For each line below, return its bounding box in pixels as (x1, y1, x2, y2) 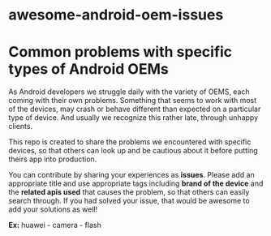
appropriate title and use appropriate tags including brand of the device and (8, 178, 264, 188)
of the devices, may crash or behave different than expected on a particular (8, 104, 261, 114)
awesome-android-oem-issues (8, 6, 224, 24)
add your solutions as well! (8, 204, 98, 214)
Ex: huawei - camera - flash (8, 221, 101, 230)
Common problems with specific (8, 43, 233, 62)
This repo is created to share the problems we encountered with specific (8, 137, 252, 147)
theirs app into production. (8, 154, 97, 164)
